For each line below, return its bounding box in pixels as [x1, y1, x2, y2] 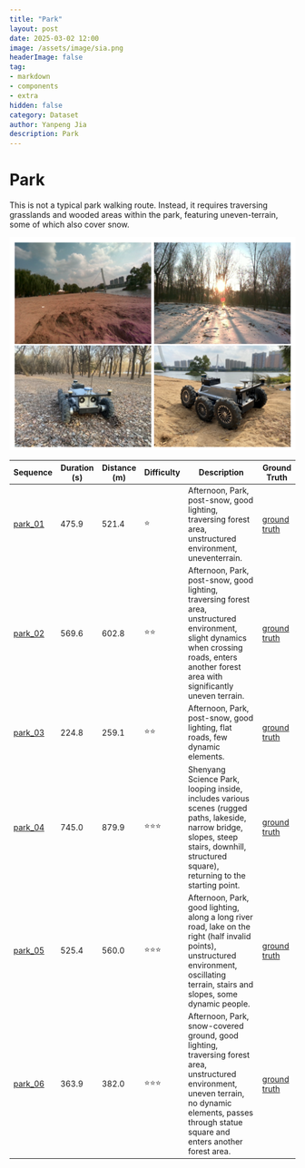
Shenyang [187, 763, 226, 775]
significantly [187, 681, 234, 692]
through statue [187, 1117, 243, 1128]
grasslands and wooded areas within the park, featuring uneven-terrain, [9, 210, 279, 221]
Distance [102, 462, 137, 473]
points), [187, 940, 217, 951]
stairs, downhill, [187, 840, 247, 852]
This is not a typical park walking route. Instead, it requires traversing [9, 200, 268, 211]
